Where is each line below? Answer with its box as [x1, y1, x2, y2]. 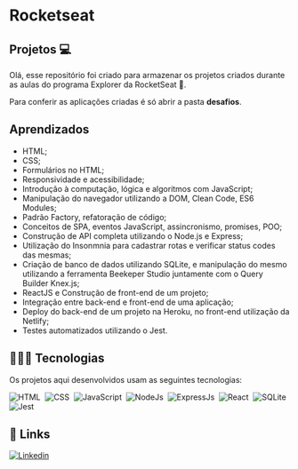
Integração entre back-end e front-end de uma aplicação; [21, 297, 234, 307]
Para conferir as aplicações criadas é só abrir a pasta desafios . [9, 97, 242, 107]
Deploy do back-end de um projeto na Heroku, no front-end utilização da [21, 306, 290, 316]
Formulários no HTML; [21, 164, 105, 175]
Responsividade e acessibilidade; [21, 174, 145, 185]
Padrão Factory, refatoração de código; [21, 211, 167, 222]
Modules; [21, 202, 57, 213]
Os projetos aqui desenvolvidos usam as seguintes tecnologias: [9, 374, 243, 385]
